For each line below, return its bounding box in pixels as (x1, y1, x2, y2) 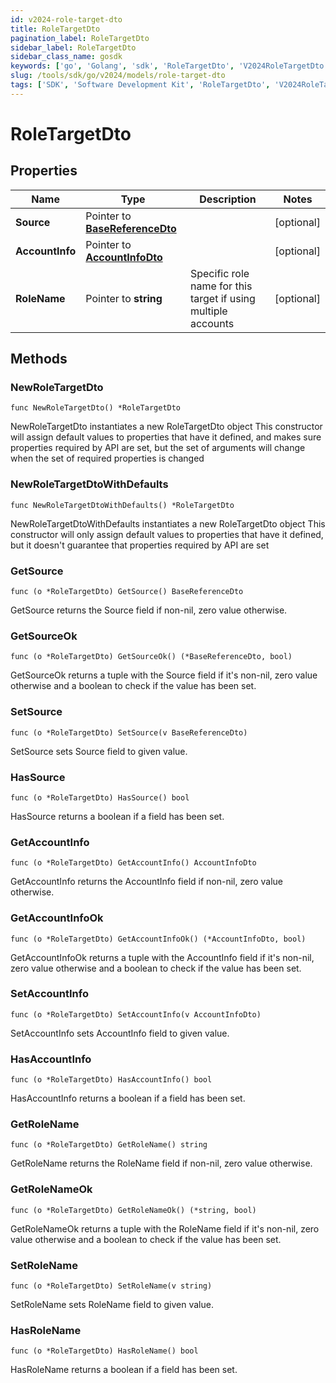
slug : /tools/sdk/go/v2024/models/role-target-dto (10, 71, 226, 81)
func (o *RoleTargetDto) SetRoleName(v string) (10, 1281, 213, 1291)
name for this (189, 279, 253, 293)
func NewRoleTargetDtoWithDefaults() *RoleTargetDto (10, 500, 235, 510)
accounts (189, 316, 235, 330)
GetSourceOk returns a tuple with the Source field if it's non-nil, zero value (10, 669, 318, 681)
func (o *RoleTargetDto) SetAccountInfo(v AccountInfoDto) (10, 1009, 262, 1020)
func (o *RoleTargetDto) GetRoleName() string (10, 1140, 208, 1150)
